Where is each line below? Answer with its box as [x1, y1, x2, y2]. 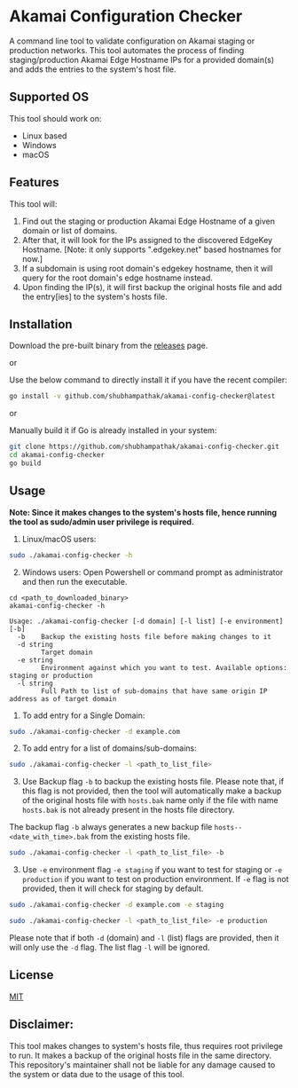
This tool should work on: [9, 113, 102, 123]
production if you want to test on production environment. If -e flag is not [21, 874, 289, 885]
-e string [17, 655, 53, 665]
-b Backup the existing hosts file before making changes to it [17, 632, 272, 641]
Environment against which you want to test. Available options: [41, 663, 288, 672]
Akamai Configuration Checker [9, 6, 243, 27]
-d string [17, 640, 53, 649]
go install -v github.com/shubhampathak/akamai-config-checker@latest [9, 392, 276, 401]
